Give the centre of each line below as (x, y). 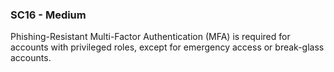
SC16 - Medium (48, 15)
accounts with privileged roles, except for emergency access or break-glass (167, 47)
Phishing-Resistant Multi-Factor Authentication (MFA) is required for (150, 37)
